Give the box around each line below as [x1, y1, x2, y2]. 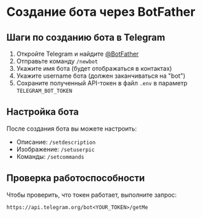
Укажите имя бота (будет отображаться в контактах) [16, 65, 172, 72]
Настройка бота [6, 106, 79, 118]
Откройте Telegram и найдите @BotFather [16, 50, 139, 58]
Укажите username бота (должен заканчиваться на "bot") [16, 72, 186, 80]
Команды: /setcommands [16, 152, 85, 160]
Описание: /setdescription [16, 138, 96, 146]
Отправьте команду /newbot [16, 57, 98, 65]
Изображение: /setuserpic [16, 145, 96, 153]
